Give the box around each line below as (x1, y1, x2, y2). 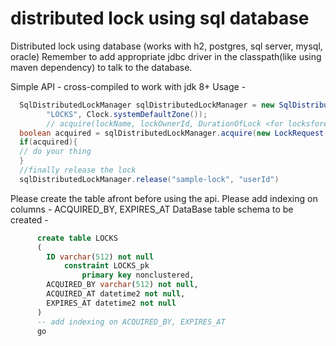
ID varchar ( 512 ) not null (46, 252, 155, 262)
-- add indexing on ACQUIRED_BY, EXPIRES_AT (36, 317, 226, 327)
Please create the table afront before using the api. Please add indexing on (10, 192, 318, 204)
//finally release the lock (19, 165, 137, 176)
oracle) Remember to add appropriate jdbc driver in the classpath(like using (10, 50, 322, 62)
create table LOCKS (36, 233, 118, 243)
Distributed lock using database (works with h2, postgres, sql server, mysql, (10, 40, 323, 52)
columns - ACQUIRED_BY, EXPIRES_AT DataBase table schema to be (10, 203, 294, 215)
